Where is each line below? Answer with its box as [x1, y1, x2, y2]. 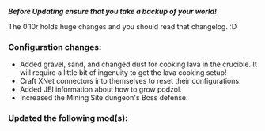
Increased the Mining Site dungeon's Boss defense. [19, 93, 188, 103]
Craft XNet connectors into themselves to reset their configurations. [19, 77, 241, 86]
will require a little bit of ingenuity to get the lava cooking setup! [19, 68, 227, 77]
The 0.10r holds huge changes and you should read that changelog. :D [8, 22, 237, 31]
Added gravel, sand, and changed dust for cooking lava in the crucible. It [19, 59, 257, 69]
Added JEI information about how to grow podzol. [19, 84, 182, 94]
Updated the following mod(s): [8, 113, 128, 124]
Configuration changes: [8, 41, 102, 52]
